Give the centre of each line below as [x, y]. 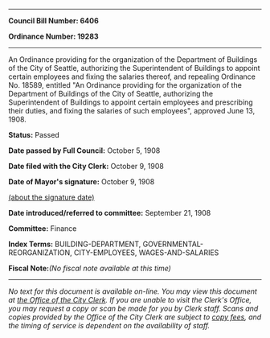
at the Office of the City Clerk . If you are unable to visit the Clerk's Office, [130, 300]
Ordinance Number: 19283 [53, 36]
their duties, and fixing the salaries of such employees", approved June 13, [132, 111]
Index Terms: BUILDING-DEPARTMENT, [75, 244]
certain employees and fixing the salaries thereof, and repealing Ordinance [132, 76]
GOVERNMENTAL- [173, 244]
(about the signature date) [51, 197]
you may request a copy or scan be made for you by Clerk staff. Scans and [133, 308]
